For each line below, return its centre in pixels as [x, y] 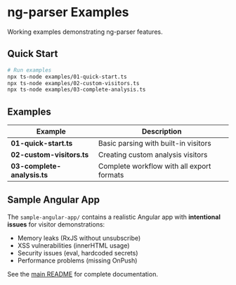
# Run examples [29, 70]
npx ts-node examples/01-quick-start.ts [67, 77]
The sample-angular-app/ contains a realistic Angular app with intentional [114, 217]
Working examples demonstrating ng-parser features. [85, 32]
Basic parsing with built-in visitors [155, 144]
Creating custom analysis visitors [153, 155]
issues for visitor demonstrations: [56, 224]
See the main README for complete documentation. [83, 274]
